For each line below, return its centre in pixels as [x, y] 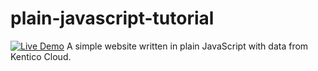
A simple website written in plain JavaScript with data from [187, 46]
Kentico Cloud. [41, 56]
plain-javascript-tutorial [112, 18]
